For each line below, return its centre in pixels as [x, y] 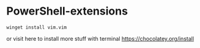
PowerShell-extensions [67, 11]
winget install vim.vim [37, 27]
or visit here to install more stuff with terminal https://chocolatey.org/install [100, 38]
